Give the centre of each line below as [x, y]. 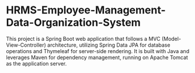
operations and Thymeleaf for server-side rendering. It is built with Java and [98, 51]
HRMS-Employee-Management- [86, 10]
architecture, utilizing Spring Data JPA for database [109, 45]
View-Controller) [26, 45]
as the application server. [36, 63]
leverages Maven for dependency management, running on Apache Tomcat [97, 57]
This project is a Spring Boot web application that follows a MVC [83, 39]
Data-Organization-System [74, 22]
